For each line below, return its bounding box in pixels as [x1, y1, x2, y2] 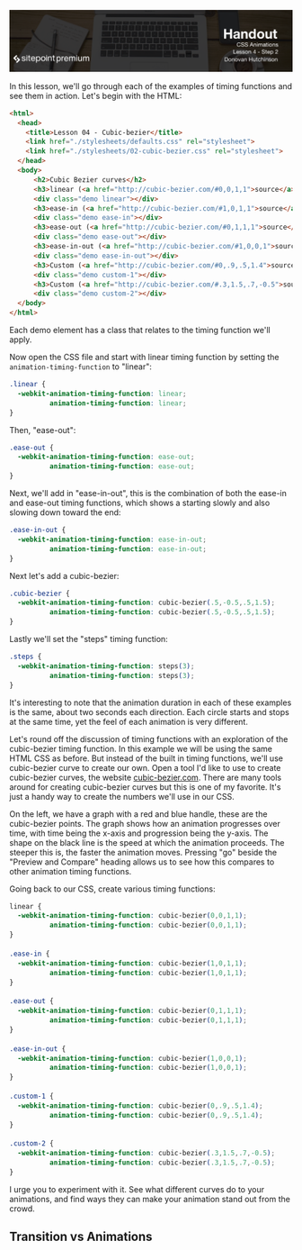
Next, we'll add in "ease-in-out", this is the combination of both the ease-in [9, 488, 288, 498]
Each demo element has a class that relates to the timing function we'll [9, 325, 271, 335]
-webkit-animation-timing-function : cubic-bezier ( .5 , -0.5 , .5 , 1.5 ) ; [17, 598, 276, 608]
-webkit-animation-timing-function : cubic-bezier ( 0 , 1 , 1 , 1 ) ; [17, 1006, 247, 1016]
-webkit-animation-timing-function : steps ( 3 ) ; [17, 661, 195, 671]
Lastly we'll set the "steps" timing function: [9, 634, 168, 644]
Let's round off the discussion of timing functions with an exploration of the [9, 733, 289, 744]
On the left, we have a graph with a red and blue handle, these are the [9, 808, 268, 820]
